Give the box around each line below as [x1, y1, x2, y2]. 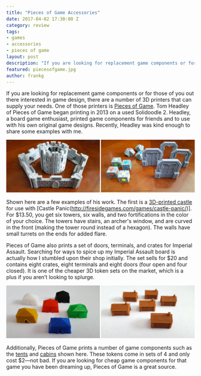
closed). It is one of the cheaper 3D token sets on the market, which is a [6, 267, 184, 274]
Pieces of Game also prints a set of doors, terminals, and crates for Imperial [6, 242, 193, 249]
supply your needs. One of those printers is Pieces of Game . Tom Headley [6, 102, 190, 110]
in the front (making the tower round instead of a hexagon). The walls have [6, 224, 190, 231]
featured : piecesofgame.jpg [6, 66, 77, 72]
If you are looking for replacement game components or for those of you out [6, 90, 194, 97]
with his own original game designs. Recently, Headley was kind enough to [6, 121, 190, 129]
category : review [6, 22, 50, 28]
